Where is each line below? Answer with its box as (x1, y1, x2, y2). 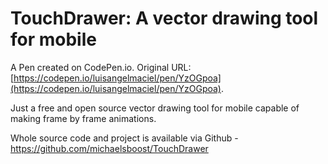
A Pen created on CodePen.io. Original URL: (10, 61, 192, 73)
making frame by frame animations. (10, 112, 157, 124)
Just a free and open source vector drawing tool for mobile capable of (10, 102, 300, 114)
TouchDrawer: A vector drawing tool (10, 7, 319, 30)
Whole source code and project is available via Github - (10, 132, 239, 144)
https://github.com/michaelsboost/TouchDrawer (10, 142, 209, 154)
